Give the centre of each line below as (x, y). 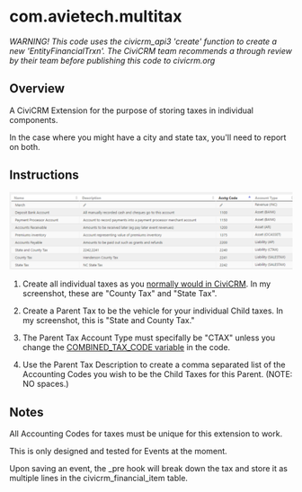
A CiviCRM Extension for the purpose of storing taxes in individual (132, 110)
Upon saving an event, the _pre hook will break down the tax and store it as (148, 469)
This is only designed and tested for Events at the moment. (118, 452)
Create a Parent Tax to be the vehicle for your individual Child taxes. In (153, 311)
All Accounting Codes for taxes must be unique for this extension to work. (146, 434)
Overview (37, 88)
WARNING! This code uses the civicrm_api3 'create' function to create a (143, 41)
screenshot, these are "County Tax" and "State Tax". (120, 294)
